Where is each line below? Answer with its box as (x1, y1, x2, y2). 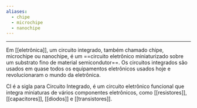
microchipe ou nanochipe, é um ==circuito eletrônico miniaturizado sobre (6, 53, 184, 60)
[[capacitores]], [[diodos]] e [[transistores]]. (6, 95, 113, 103)
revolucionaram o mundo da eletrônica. (6, 72, 101, 79)
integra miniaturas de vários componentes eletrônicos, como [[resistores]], (6, 89, 187, 96)
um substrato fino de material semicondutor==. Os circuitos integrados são (6, 59, 188, 66)
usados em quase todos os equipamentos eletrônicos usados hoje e (6, 65, 171, 72)
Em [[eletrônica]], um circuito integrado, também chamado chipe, (6, 46, 164, 53)
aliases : (6, 8, 28, 15)
